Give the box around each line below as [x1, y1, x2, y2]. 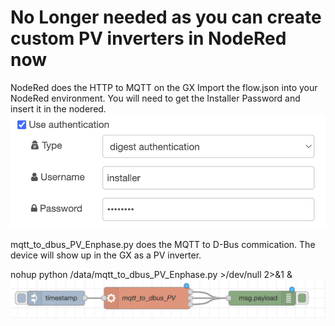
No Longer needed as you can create [10, 6, 322, 29]
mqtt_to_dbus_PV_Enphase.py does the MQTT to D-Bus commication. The [10, 239, 316, 251]
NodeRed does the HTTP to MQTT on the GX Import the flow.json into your [10, 81, 318, 93]
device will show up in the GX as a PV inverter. [10, 249, 202, 261]
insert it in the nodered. [10, 102, 107, 115]
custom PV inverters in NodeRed [10, 27, 287, 50]
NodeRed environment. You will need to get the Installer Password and [10, 92, 301, 104]
